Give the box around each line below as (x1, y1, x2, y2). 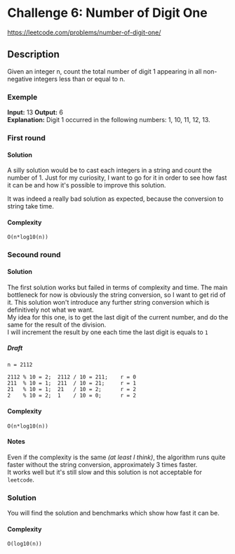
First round (7, 133, 46, 143)
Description (7, 48, 60, 60)
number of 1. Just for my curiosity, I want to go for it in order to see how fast (7, 173, 227, 182)
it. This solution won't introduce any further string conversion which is (7, 298, 210, 306)
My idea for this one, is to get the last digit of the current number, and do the (7, 312, 229, 321)
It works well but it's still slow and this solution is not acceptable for (7, 468, 202, 476)
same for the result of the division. (7, 320, 107, 329)
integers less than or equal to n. (34, 74, 126, 83)
